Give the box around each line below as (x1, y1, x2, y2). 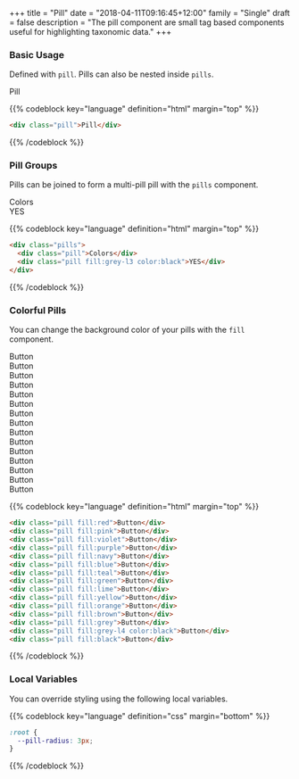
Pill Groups (9, 160, 58, 172)
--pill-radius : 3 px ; (17, 736, 94, 745)
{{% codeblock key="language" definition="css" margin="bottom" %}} (9, 710, 270, 721)
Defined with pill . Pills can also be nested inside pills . (9, 69, 214, 79)
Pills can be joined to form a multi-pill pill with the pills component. (9, 179, 259, 190)
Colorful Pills (9, 303, 67, 316)
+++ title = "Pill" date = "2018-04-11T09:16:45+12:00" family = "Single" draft (9, 8, 290, 18)
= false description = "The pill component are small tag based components (9, 17, 285, 28)
